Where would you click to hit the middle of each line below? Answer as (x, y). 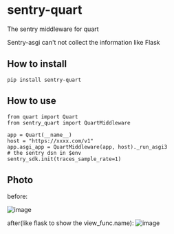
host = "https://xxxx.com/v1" (51, 141)
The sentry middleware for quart (53, 29)
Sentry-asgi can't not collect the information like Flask (84, 42)
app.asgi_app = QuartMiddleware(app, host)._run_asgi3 (87, 147)
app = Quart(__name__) (40, 135)
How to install (37, 64)
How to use (32, 101)
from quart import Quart (43, 117)
